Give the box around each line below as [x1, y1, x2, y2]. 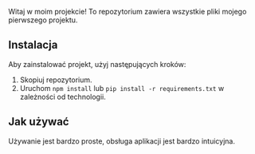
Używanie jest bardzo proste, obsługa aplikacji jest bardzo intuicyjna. [8, 136, 236, 146]
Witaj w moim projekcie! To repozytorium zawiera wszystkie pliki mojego [8, 7, 247, 16]
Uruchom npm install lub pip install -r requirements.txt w [19, 83, 225, 93]
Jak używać [8, 115, 69, 128]
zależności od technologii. [19, 92, 106, 101]
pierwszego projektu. [8, 15, 78, 25]
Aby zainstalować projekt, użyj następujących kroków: [8, 59, 186, 69]
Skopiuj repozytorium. [19, 75, 93, 85]
